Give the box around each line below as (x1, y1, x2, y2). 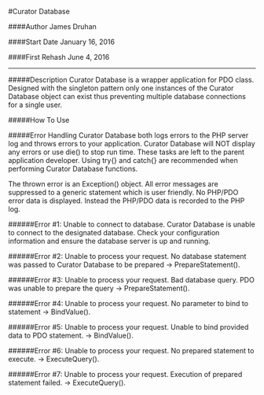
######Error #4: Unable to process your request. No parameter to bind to (8, 299, 249, 308)
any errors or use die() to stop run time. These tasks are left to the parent (8, 147, 245, 157)
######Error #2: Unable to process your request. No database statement (8, 252, 247, 260)
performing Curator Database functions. (8, 164, 138, 173)
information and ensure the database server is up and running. (8, 236, 211, 245)
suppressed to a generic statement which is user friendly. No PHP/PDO (8, 188, 239, 197)
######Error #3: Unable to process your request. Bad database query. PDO (8, 275, 255, 284)
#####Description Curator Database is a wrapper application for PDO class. (8, 75, 255, 84)
